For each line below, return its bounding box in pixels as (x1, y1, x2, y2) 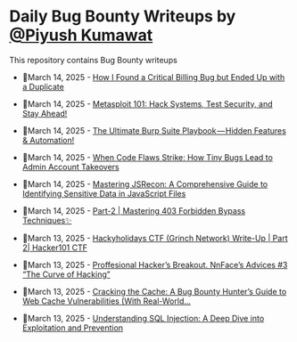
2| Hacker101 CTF (21, 242, 87, 253)
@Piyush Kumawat (9, 25, 153, 45)
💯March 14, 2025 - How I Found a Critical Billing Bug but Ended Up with (21, 71, 285, 82)
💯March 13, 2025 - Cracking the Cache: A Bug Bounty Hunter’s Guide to (21, 286, 287, 297)
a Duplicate (21, 81, 64, 92)
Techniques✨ (21, 215, 72, 225)
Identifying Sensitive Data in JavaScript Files (21, 188, 186, 199)
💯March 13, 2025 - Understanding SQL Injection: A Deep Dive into (21, 313, 265, 323)
